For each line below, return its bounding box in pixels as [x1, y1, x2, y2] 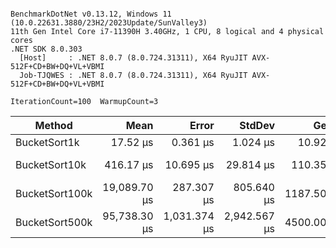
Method [34, 119, 73, 132]
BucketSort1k [15, 136, 80, 149]
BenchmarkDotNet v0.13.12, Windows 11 [10, 9, 172, 19]
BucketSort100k [15, 187, 93, 200]
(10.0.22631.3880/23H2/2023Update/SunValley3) [10, 18, 208, 28]
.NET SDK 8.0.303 [10, 44, 83, 54]
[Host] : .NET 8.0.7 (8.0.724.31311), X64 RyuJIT [19, 53, 248, 63]
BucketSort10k [15, 158, 87, 171]
